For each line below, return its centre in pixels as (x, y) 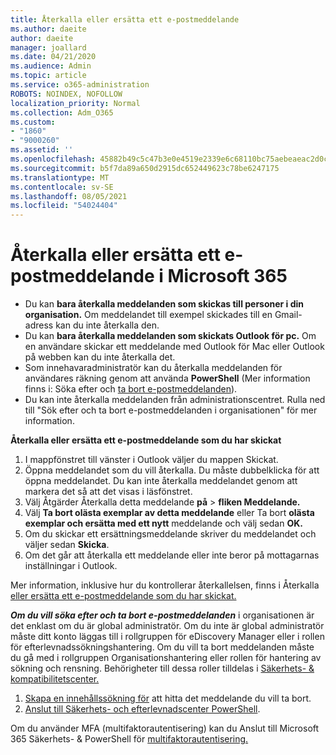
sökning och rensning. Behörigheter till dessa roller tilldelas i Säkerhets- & (162, 668)
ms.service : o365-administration (80, 85)
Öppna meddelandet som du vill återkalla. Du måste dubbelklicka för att (172, 470)
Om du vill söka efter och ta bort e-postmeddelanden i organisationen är (162, 615)
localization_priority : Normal (75, 103)
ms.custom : (33, 122)
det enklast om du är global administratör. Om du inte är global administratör (167, 626)
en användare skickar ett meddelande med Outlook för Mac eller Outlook (174, 347)
